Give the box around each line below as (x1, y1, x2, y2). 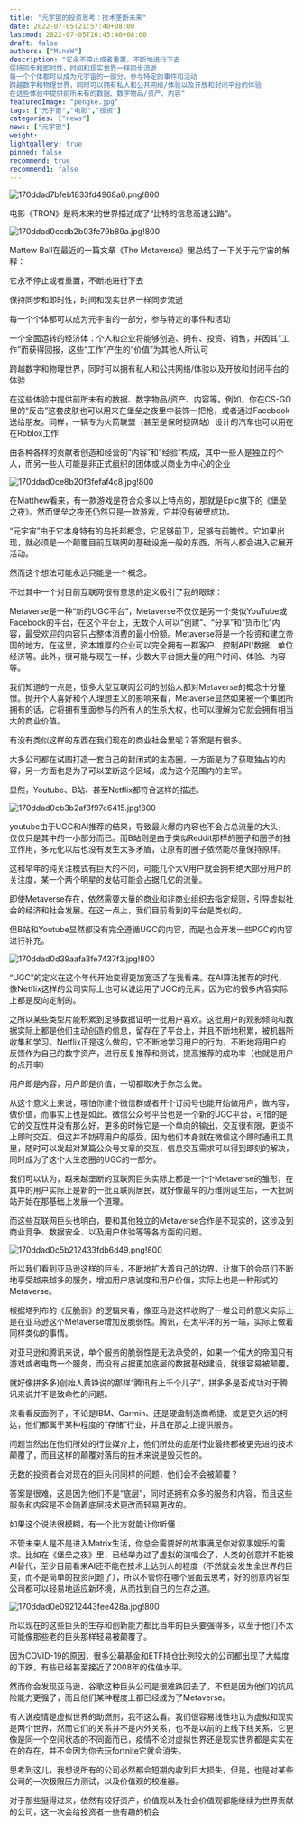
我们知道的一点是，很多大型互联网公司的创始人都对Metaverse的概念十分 (9, 682, 278, 693)
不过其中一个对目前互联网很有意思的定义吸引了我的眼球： (9, 587, 223, 598)
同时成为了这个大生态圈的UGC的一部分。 (9, 1154, 162, 1165)
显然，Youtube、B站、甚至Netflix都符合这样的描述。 (9, 784, 205, 796)
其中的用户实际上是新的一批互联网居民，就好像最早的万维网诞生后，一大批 (9, 1185, 286, 1196)
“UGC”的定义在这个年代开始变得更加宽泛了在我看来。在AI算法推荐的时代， (9, 972, 287, 983)
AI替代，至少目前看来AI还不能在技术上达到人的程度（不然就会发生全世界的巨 (9, 1561, 293, 1572)
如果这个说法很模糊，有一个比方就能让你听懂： (9, 1518, 183, 1529)
